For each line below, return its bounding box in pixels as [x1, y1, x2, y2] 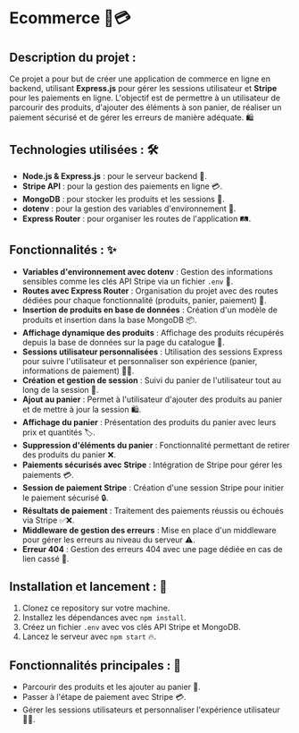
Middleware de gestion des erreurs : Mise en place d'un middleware [21, 524, 277, 535]
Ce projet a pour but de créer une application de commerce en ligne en [9, 73, 270, 84]
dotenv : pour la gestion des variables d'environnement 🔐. [21, 203, 237, 214]
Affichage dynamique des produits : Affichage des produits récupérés [21, 327, 284, 337]
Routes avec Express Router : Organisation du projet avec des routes [21, 285, 278, 296]
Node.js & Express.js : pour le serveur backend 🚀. [21, 170, 207, 181]
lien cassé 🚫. [21, 553, 70, 564]
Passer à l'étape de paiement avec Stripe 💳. [21, 692, 187, 703]
